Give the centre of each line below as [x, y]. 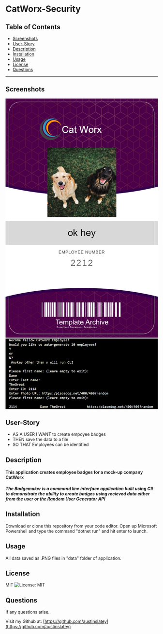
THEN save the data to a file [40, 440]
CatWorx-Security [43, 9]
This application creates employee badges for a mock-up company [74, 472]
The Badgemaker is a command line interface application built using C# [80, 489]
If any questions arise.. [28, 612]
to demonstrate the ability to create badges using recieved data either [78, 494]
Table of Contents [33, 27]
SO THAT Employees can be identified [51, 445]
